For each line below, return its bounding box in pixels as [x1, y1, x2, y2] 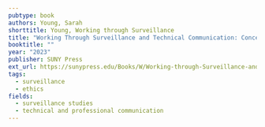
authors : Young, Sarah [8, 19, 83, 27]
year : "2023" [8, 48, 51, 56]
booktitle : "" [8, 41, 55, 49]
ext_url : [8, 63, 37, 71]
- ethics [15, 84, 44, 93]
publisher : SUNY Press [8, 56, 83, 64]
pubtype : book [8, 11, 55, 20]
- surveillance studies [15, 99, 93, 107]
